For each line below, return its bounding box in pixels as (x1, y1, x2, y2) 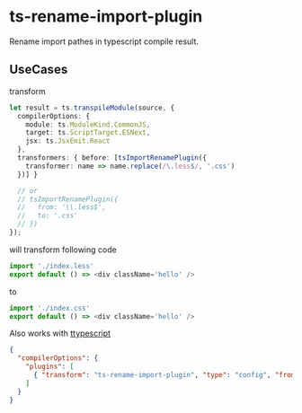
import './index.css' (9, 303, 91, 312)
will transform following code (9, 244, 117, 255)
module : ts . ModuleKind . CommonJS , (25, 119, 151, 129)
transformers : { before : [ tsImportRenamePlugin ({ (17, 154, 207, 163)
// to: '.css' (17, 211, 78, 221)
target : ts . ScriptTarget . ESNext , (25, 128, 151, 137)
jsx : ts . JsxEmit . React (25, 136, 111, 145)
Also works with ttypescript (9, 328, 111, 338)
